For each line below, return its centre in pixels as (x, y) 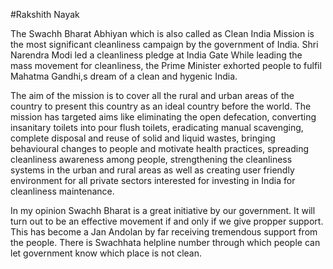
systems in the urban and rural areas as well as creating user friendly (152, 170)
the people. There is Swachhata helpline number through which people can (165, 242)
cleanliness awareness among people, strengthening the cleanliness (151, 159)
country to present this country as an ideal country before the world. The (161, 106)
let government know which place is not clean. (106, 253)
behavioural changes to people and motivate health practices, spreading (159, 148)
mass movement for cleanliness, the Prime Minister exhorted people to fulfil (166, 65)
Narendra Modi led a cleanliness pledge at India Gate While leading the (156, 55)
